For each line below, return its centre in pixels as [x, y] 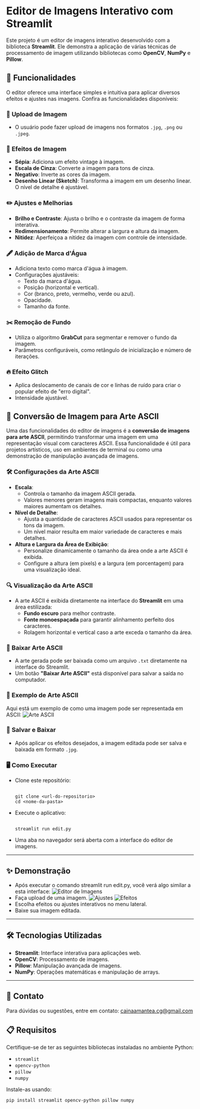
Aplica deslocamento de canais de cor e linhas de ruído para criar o [98, 385]
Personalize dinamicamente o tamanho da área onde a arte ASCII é [106, 551]
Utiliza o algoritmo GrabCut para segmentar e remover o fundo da [96, 338]
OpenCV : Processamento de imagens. [62, 959]
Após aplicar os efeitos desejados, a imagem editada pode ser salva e [101, 743]
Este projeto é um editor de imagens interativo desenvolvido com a [88, 40]
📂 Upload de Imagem [37, 114]
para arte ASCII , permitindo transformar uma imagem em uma [82, 437]
